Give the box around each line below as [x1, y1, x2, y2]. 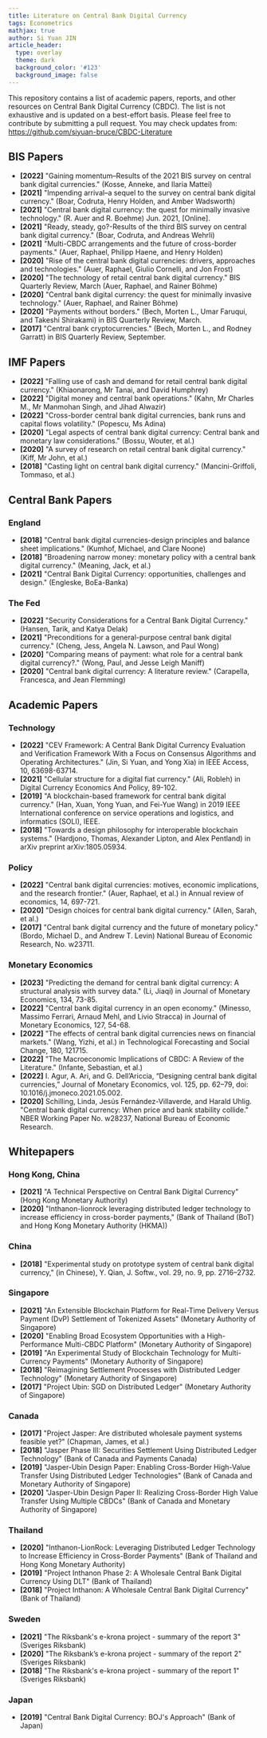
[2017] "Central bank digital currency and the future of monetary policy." [19, 923, 259, 932]
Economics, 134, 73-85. [19, 995, 98, 1004]
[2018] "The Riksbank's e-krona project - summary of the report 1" [19, 1665, 240, 1675]
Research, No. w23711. [19, 940, 95, 949]
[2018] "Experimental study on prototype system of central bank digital [19, 1259, 254, 1269]
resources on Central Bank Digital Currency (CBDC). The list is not [8, 101, 226, 111]
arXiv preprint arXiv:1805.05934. [19, 841, 128, 851]
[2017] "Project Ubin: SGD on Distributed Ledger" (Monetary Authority [19, 1382, 251, 1392]
